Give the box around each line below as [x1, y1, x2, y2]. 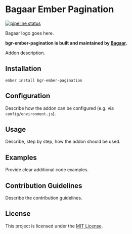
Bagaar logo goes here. [5, 30, 54, 36]
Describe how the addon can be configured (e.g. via [5, 105, 114, 111]
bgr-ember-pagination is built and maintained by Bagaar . [5, 40, 127, 46]
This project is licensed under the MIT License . [5, 223, 103, 229]
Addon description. [5, 50, 46, 56]
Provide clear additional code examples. [5, 167, 89, 173]
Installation [5, 64, 41, 73]
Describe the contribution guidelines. [5, 195, 82, 201]
